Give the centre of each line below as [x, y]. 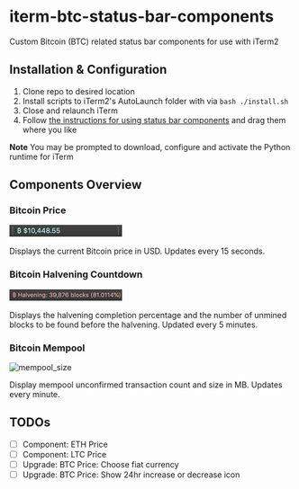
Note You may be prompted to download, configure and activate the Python [150, 147]
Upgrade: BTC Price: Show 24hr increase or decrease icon [131, 475]
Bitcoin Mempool [47, 348]
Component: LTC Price [64, 454]
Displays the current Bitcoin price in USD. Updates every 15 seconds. [137, 251]
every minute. [35, 395]
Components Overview [76, 185]
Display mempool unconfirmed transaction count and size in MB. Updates [146, 385]
